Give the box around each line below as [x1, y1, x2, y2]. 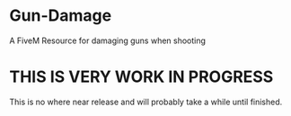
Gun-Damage [9, 5, 112, 26]
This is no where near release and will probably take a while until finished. [9, 96, 283, 107]
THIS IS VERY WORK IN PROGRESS [9, 67, 274, 87]
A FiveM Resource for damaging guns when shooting [9, 35, 207, 46]
